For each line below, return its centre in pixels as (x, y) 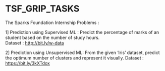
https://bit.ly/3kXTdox (28, 63)
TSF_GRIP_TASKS (42, 9)
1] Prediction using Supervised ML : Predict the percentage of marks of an (82, 32)
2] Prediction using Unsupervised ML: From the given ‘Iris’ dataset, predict (82, 52)
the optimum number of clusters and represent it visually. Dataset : (74, 57)
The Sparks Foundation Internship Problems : (52, 22)
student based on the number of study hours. (52, 37)
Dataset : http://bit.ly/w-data (35, 42)
